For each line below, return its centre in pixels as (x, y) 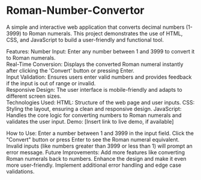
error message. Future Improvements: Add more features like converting (95, 152)
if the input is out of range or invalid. (51, 83)
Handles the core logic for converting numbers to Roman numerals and (94, 115)
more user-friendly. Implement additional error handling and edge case (94, 165)
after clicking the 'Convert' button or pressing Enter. (70, 70)
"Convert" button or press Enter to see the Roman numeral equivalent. (93, 139)
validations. (20, 171)
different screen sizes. (34, 96)
